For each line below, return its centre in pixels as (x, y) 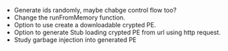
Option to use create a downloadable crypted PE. (85, 25)
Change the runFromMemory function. (69, 17)
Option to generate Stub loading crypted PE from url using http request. (117, 32)
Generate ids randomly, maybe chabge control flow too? (95, 10)
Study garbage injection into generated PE (75, 40)
